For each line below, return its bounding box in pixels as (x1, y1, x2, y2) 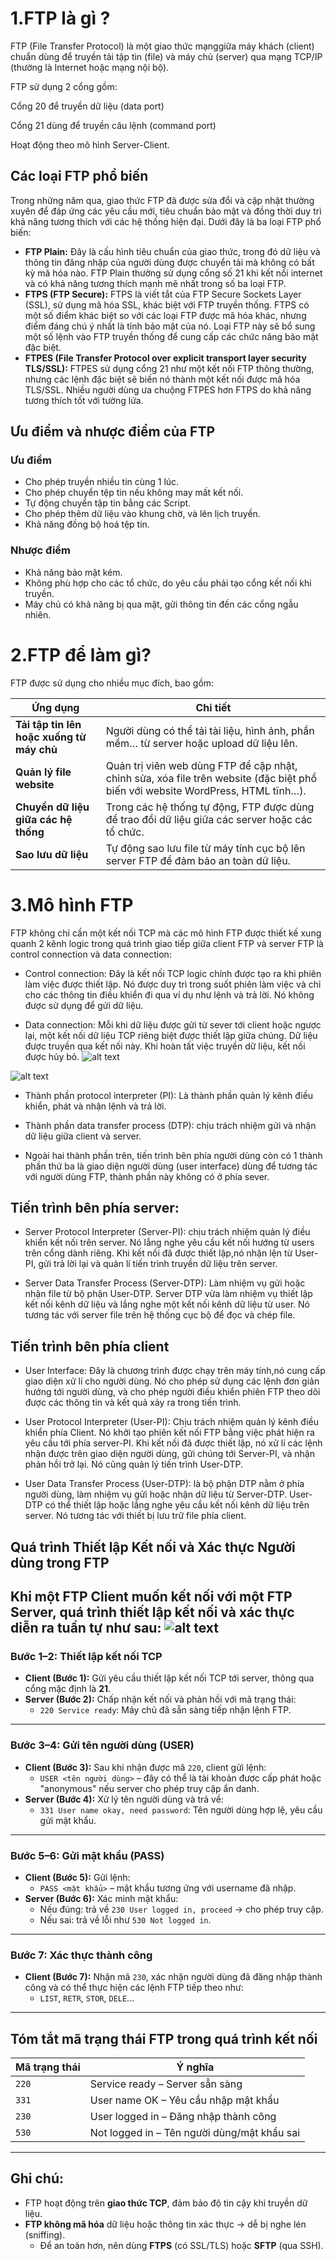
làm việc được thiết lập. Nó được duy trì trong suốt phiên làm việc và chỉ (24, 978, 322, 990)
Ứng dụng (31, 700, 80, 714)
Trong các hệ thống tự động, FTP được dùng (105, 800, 315, 814)
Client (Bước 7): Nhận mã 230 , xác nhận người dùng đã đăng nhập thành (24, 1971, 323, 1983)
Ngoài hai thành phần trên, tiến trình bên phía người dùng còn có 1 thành (24, 1149, 323, 1161)
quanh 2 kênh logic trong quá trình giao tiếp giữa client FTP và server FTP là (10, 937, 324, 949)
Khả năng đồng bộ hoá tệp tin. (24, 518, 150, 531)
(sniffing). (24, 2228, 66, 2241)
